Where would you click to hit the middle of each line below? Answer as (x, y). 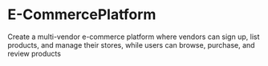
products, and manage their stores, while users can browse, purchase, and (131, 45)
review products (35, 53)
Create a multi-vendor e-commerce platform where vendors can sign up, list (134, 37)
